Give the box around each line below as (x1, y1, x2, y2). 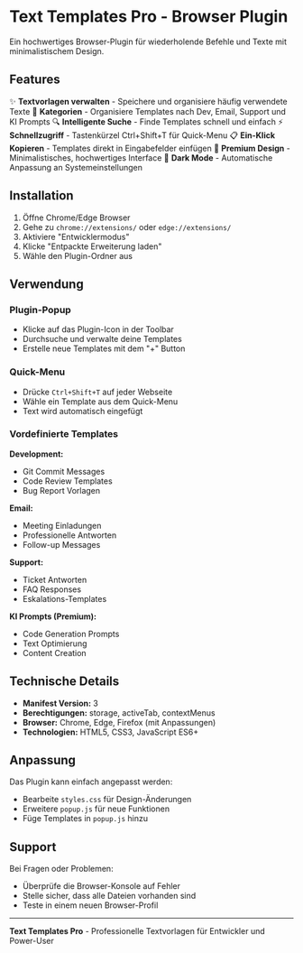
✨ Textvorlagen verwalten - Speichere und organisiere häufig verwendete (9, 96, 288, 106)
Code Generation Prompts (22, 628, 120, 639)
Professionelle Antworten (22, 530, 117, 541)
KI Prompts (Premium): (9, 611, 97, 622)
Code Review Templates (22, 476, 113, 486)
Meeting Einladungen (22, 520, 102, 531)
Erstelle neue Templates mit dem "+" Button (22, 343, 186, 354)
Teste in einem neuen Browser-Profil (22, 900, 159, 911)
